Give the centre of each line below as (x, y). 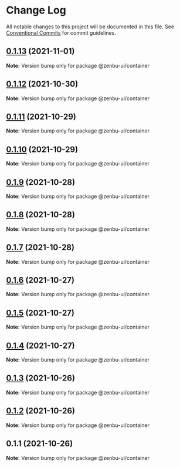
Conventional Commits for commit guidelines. (61, 32)
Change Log (36, 10)
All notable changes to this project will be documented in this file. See (90, 27)
